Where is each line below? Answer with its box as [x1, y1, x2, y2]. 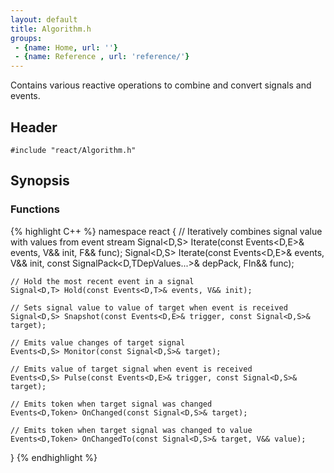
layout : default [10, 14, 78, 25]
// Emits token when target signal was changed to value [10, 425, 253, 435]
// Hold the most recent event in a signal [10, 276, 195, 286]
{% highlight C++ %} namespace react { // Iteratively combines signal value [10, 225, 323, 237]
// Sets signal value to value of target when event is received [10, 302, 288, 313]
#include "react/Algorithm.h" [10, 145, 137, 155]
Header [10, 119, 58, 136]
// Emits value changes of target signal [10, 337, 186, 348]
